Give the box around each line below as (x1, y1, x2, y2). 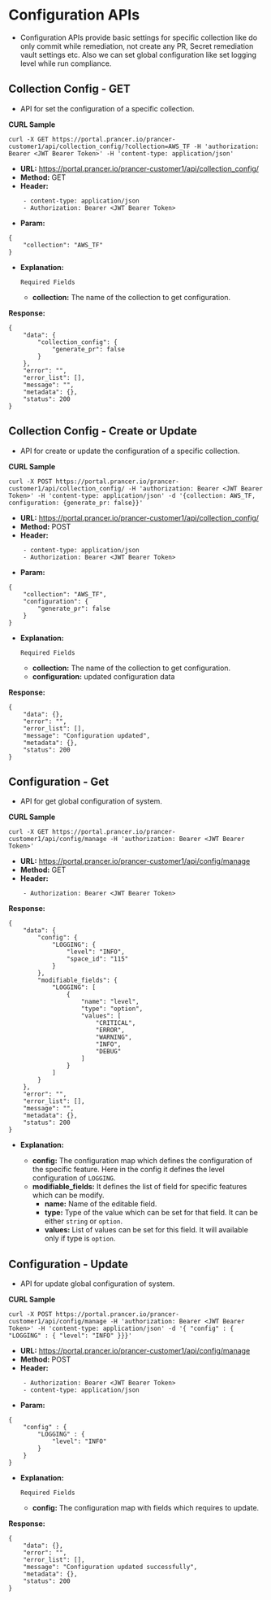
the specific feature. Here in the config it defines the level (32, 1165, 225, 1175)
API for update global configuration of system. (19, 1279, 175, 1288)
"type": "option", (80, 1005, 144, 1014)
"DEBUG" (95, 1048, 122, 1056)
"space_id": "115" (66, 955, 129, 963)
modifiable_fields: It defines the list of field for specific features (32, 1182, 247, 1192)
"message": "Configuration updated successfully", (23, 1563, 198, 1572)
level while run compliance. (19, 59, 112, 68)
